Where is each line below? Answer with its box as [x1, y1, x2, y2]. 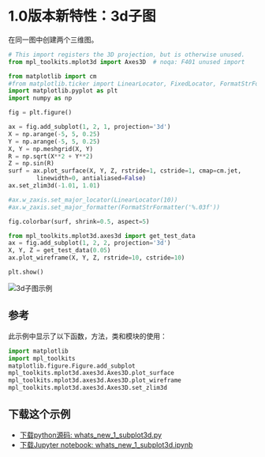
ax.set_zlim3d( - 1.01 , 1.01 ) [8, 182, 101, 190]
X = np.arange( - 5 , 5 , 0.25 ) [8, 130, 101, 138]
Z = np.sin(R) [8, 160, 55, 168]
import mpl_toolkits [8, 354, 77, 362]
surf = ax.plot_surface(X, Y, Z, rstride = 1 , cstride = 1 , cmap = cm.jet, [8, 167, 242, 175]
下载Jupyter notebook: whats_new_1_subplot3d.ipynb [19, 440, 193, 449]
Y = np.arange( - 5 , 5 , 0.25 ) [8, 138, 101, 145]
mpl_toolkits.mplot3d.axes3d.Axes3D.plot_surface [8, 369, 175, 377]
